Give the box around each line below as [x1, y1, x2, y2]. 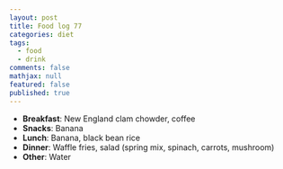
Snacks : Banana [22, 122, 84, 133]
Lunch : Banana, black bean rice [22, 132, 141, 143]
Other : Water [22, 151, 72, 162]
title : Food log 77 [9, 22, 83, 31]
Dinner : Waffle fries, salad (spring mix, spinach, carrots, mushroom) [22, 141, 275, 153]
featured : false [9, 80, 70, 89]
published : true [9, 88, 70, 97]
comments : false [9, 64, 70, 73]
